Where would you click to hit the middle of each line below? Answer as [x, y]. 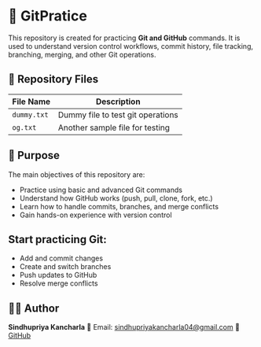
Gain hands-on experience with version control [96, 215]
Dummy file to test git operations [118, 115]
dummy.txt [30, 114]
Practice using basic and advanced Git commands [101, 190]
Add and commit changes [61, 258]
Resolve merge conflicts [59, 283]
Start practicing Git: [58, 239]
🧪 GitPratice [48, 16]
